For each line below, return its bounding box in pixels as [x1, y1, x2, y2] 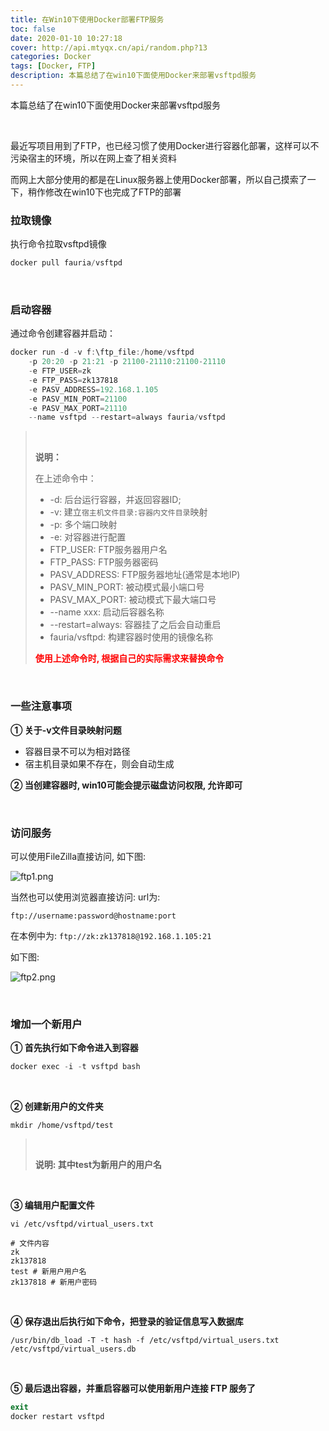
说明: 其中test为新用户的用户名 [34, 1159, 163, 1171]
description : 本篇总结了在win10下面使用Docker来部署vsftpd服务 [10, 71, 257, 81]
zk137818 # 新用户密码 [10, 1277, 98, 1288]
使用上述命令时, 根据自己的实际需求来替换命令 [34, 652, 225, 665]
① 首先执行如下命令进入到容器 [10, 1042, 139, 1054]
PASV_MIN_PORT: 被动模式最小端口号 [49, 581, 205, 593]
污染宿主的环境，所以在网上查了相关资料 [10, 152, 177, 164]
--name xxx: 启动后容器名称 [49, 606, 165, 618]
